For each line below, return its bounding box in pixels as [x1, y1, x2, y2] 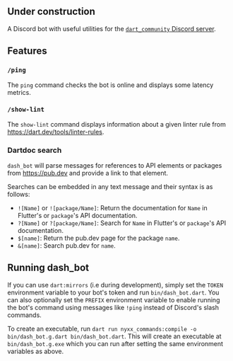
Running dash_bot [7, 262, 90, 274]
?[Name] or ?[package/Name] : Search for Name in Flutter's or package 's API [17, 219, 227, 227]
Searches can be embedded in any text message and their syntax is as [7, 183, 213, 191]
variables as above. [7, 347, 64, 355]
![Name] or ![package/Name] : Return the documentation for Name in [17, 204, 208, 212]
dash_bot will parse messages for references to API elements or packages [7, 161, 222, 170]
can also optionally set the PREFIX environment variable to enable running [7, 295, 220, 304]
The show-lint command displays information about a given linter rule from [7, 120, 226, 128]
